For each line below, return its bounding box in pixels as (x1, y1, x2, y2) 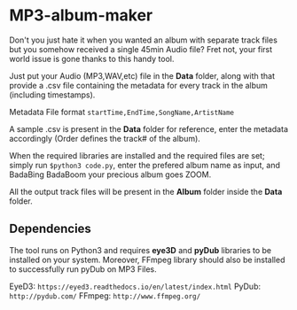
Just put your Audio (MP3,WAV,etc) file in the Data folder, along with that (9, 70, 276, 81)
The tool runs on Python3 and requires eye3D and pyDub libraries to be (9, 244, 272, 255)
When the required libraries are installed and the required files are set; (9, 150, 265, 160)
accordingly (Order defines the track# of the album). (9, 133, 201, 143)
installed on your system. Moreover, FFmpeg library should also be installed (9, 254, 285, 265)
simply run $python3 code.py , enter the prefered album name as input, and (9, 159, 281, 170)
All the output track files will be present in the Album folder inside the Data (9, 186, 283, 197)
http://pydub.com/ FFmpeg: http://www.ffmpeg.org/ (9, 290, 201, 301)
